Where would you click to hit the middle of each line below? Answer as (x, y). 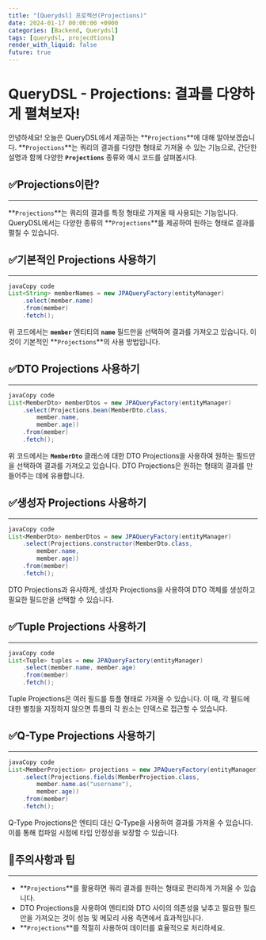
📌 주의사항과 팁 (42, 860)
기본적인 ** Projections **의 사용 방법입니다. (91, 341)
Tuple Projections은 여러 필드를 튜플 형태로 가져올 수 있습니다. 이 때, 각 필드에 (129, 698)
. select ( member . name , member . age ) (79, 668)
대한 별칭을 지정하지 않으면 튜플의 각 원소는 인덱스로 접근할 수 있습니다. (118, 708)
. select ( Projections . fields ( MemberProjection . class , (111, 777)
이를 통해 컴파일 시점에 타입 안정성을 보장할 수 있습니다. (94, 832)
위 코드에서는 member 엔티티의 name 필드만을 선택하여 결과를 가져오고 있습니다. (128, 332)
